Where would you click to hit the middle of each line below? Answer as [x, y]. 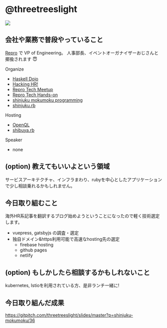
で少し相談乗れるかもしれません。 [40, 186]
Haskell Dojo [25, 79]
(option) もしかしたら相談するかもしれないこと [78, 272]
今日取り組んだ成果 [35, 303]
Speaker [14, 140]
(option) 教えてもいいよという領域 [58, 167]
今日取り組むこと [31, 203]
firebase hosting [37, 245]
